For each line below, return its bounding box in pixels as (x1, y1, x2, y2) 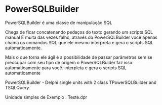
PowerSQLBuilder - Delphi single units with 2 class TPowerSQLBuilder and (5, 79, 157, 85)
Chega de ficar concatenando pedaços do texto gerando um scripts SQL (5, 29, 153, 35)
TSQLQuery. (5, 84, 31, 90)
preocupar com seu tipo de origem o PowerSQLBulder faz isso (5, 59, 132, 65)
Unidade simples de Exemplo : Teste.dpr (5, 94, 87, 100)
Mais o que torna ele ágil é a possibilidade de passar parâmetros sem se (5, 54, 153, 60)
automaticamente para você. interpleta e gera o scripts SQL (5, 65, 127, 71)
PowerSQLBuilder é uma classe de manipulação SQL (5, 20, 113, 26)
